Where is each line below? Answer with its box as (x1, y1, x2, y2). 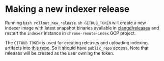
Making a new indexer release (5, 3, 130, 15)
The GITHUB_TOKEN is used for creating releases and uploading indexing (5, 39, 148, 45)
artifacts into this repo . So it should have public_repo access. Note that (5, 45, 149, 51)
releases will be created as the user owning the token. (5, 50, 114, 56)
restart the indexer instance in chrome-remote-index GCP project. (5, 30, 136, 36)
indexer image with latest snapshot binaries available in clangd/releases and (5, 25, 160, 30)
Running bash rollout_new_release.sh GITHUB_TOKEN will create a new (5, 20, 146, 26)
